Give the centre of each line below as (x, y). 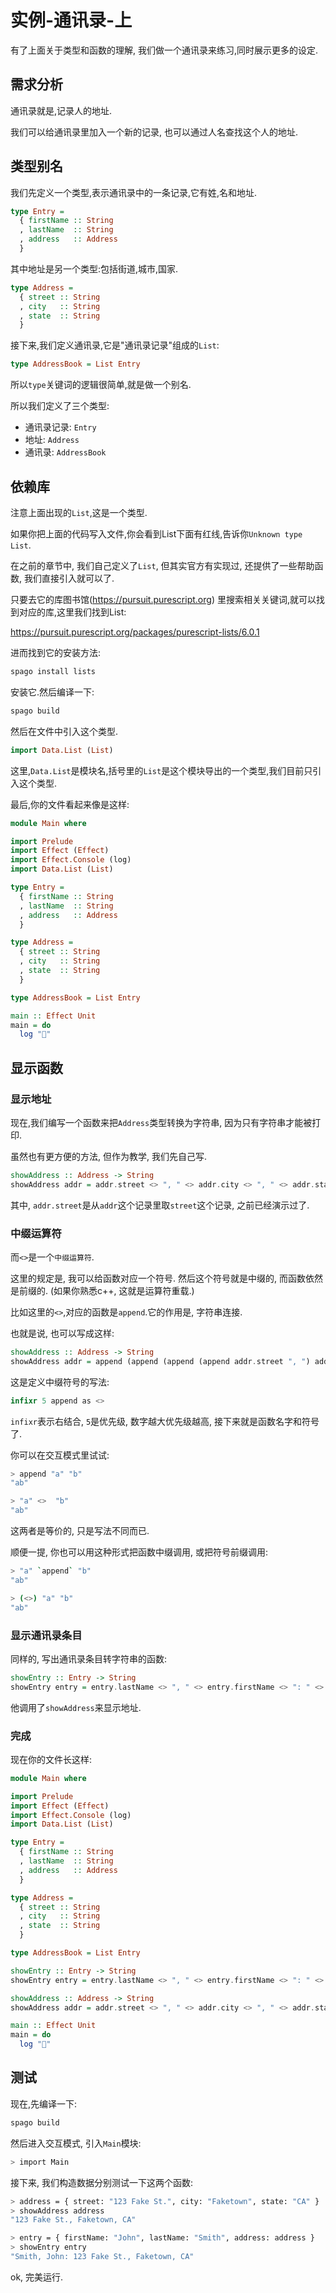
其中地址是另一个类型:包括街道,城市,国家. (94, 268)
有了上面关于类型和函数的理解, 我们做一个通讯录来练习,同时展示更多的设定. (164, 50)
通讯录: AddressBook (65, 452)
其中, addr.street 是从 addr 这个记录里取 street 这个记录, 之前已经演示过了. (160, 1205)
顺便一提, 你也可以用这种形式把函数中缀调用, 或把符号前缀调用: (139, 1552)
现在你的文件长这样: (51, 1759)
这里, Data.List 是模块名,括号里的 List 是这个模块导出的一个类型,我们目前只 (161, 770)
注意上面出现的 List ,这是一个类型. (79, 512)
